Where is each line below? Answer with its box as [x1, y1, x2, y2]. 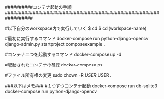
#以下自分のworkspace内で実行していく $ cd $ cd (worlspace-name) [5, 25, 147, 31]
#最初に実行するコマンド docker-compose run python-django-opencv [5, 36, 149, 41]
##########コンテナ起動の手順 [5, 4, 72, 10]
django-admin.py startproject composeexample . [5, 41, 105, 47]
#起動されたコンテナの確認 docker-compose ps [5, 62, 103, 67]
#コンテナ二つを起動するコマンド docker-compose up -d [5, 51, 122, 57]
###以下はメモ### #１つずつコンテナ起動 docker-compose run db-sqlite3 [5, 83, 158, 89]
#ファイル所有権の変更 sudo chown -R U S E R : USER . [5, 72, 111, 78]
